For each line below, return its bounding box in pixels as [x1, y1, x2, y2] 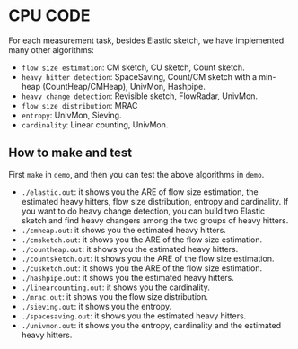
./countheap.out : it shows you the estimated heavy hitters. [21, 243, 239, 254]
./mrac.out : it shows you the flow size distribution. [21, 291, 208, 301]
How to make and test [8, 145, 132, 161]
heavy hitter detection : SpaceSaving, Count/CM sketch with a [21, 71, 258, 82]
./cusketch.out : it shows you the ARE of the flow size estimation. [21, 262, 262, 274]
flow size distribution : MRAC [21, 100, 138, 110]
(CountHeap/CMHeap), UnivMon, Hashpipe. [42, 81, 206, 92]
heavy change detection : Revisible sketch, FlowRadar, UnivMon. [21, 91, 258, 101]
